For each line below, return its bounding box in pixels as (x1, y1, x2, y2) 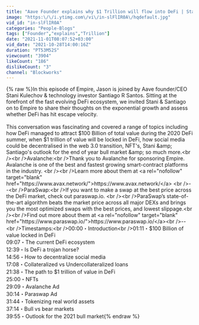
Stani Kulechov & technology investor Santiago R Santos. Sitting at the (6, 92, 177, 99)
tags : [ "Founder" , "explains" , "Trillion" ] (6, 31, 110, 37)
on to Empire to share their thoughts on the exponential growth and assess (6, 104, 188, 111)
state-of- (166, 193, 189, 200)
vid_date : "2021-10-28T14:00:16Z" (6, 42, 92, 48)
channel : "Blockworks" (6, 69, 62, 75)
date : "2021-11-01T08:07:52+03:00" (6, 36, 94, 42)
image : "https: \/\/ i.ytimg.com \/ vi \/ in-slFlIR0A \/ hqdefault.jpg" (6, 14, 171, 20)
